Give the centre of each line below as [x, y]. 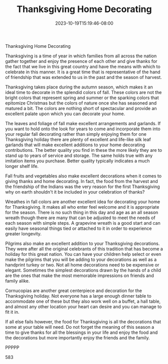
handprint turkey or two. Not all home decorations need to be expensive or [82, 264]
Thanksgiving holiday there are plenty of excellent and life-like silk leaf [78, 139]
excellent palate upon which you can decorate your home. [65, 114]
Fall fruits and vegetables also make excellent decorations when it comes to [83, 176]
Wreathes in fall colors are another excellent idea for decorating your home [83, 202]
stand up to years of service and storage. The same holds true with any [79, 155]
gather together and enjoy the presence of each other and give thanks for [81, 61]
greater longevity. [23, 234]
